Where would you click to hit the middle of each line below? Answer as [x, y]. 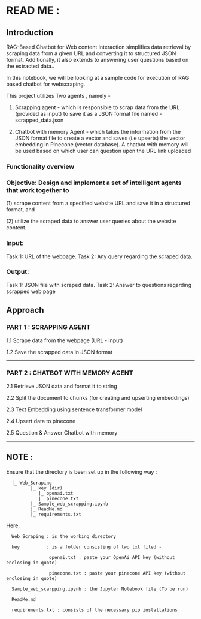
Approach [25, 310]
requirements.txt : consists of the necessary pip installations [95, 610]
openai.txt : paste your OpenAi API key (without [112, 557]
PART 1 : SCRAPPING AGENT [48, 327]
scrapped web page [31, 291]
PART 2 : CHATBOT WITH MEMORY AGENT [70, 373]
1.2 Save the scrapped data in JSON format [59, 352]
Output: [18, 272]
